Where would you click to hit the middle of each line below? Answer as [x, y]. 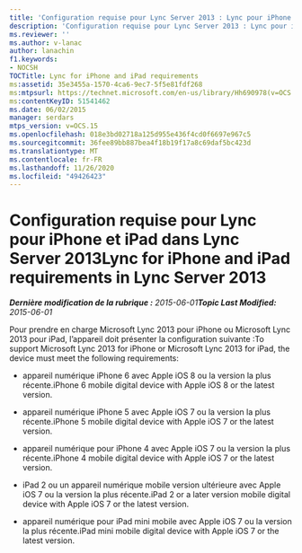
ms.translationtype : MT [54, 151]
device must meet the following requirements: [94, 358]
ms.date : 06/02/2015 [48, 110]
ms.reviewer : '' [40, 34]
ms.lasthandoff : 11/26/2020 [62, 168]
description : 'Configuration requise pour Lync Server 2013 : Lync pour [148, 26]
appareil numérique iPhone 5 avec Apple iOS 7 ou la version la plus [147, 412]
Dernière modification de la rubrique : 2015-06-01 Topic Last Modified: [143, 303]
